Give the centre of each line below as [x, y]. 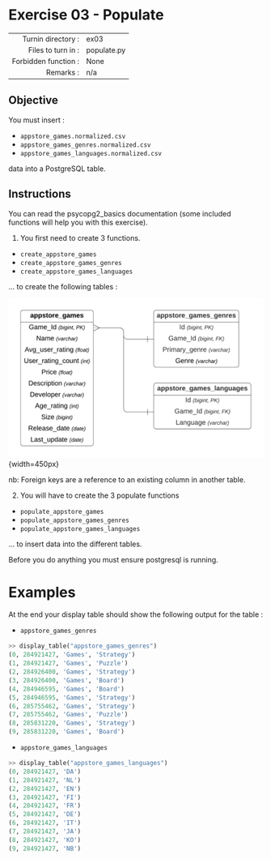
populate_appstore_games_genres [74, 520]
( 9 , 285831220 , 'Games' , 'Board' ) [67, 732]
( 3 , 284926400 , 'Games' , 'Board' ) [67, 680]
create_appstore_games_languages [76, 272]
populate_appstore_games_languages [80, 528]
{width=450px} [34, 464]
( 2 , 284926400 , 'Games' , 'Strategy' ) [72, 672]
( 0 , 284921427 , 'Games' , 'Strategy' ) [72, 655]
